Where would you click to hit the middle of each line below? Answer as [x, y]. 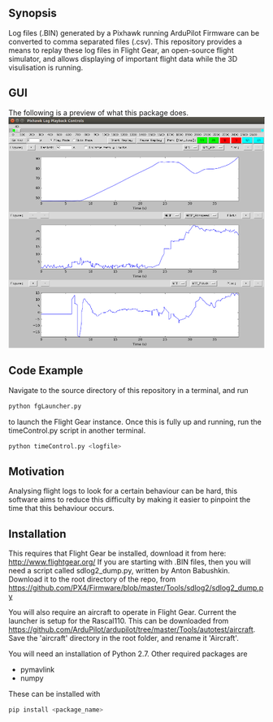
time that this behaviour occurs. [62, 508]
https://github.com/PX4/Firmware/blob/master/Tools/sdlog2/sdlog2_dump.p [136, 588]
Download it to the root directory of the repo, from [92, 579]
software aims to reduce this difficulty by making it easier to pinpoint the [130, 499]
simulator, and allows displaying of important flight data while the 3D [123, 58]
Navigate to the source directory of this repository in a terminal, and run [128, 390]
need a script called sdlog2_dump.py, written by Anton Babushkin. [119, 571]
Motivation [37, 471]
